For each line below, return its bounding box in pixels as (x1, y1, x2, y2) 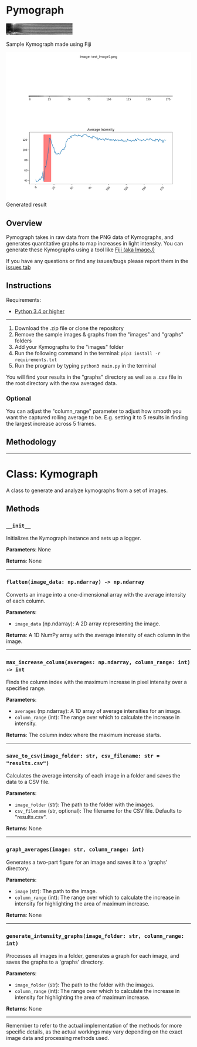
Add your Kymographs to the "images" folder (14, 343, 124, 350)
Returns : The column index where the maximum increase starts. (6, 732, 161, 739)
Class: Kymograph (6, 467, 98, 481)
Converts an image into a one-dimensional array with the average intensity (6, 591, 186, 598)
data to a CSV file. (6, 779, 50, 786)
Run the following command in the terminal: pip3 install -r (14, 349, 161, 356)
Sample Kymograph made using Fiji (6, 41, 92, 48)
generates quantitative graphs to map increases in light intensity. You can (6, 240, 184, 247)
